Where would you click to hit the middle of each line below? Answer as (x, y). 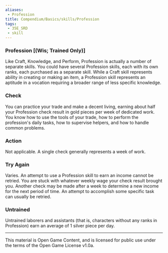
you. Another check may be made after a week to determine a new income (82, 186)
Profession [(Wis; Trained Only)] (45, 50)
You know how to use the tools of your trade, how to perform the (72, 117)
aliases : (14, 10)
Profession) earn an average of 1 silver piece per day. (60, 226)
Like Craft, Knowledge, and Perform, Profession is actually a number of (78, 61)
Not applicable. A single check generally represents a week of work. (75, 151)
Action (13, 140)
